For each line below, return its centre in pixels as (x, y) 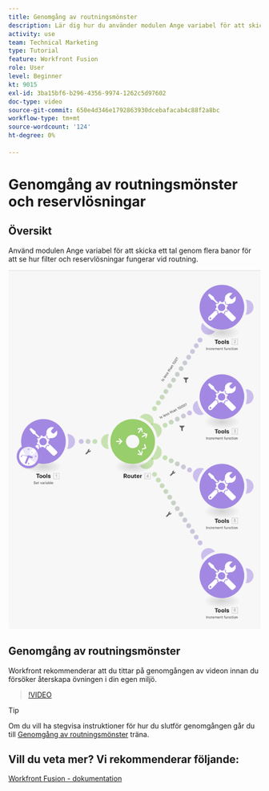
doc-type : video (35, 101)
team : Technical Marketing (53, 43)
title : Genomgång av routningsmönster (73, 17)
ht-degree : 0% (32, 136)
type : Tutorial (34, 51)
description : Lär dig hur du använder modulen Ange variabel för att (127, 25)
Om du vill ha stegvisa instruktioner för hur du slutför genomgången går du (132, 725)
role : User (26, 68)
